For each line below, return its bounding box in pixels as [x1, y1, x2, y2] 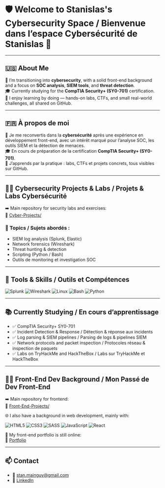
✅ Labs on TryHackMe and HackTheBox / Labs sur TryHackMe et [12, 351, 145, 356]
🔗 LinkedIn [12, 477, 34, 483]
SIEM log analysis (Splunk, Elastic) [12, 236, 82, 242]
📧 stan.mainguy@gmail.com [12, 472, 69, 478]
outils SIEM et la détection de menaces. [5, 142, 85, 148]
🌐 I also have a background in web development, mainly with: [5, 413, 130, 419]
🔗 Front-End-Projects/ [5, 403, 50, 409]
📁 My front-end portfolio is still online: [5, 432, 82, 438]
